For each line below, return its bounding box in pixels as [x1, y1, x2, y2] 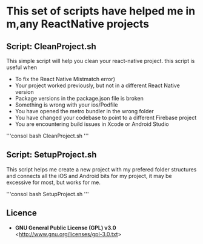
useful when [6, 64, 38, 71]
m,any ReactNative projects [6, 17, 150, 31]
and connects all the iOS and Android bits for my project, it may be [6, 172, 172, 179]
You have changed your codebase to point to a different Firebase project [15, 114, 197, 121]
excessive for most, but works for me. [6, 179, 101, 186]
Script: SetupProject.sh [6, 150, 97, 160]
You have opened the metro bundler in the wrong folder [15, 108, 155, 114]
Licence [6, 208, 38, 219]
